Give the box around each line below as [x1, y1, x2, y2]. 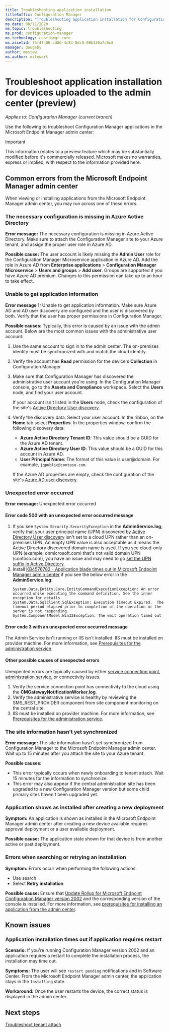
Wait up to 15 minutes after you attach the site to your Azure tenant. [5, 750, 145, 756]
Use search [12, 875, 37, 881]
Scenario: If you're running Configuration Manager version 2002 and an [5, 947, 155, 953]
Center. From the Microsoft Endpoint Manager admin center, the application [5, 973, 162, 979]
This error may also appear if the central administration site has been [12, 781, 156, 787]
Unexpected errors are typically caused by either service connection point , [5, 668, 161, 674]
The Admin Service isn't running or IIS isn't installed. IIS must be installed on [5, 635, 163, 641]
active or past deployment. [5, 841, 61, 847]
